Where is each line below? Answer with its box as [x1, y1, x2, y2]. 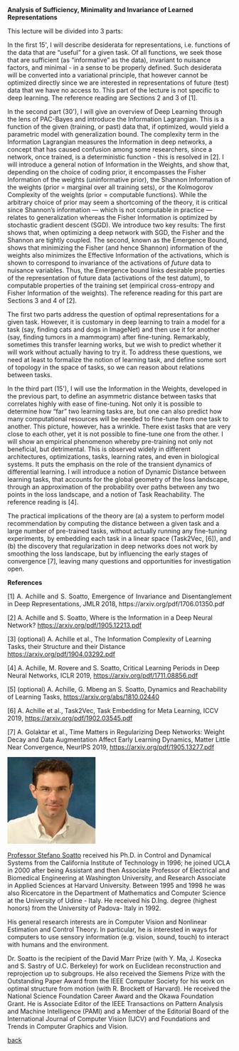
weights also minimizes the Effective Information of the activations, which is [7, 251, 230, 259]
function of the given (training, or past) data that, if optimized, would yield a [7, 122, 229, 131]
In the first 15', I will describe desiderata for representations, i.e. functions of [7, 41, 230, 49]
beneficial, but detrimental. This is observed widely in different [7, 445, 191, 453]
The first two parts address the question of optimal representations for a [7, 310, 219, 318]
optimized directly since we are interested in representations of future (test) [7, 78, 229, 87]
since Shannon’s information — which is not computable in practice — [7, 206, 213, 214]
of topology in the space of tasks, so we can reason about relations [7, 363, 205, 371]
